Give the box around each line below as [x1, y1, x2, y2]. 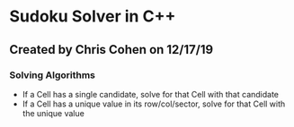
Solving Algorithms [9, 69, 96, 81]
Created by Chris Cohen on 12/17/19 [9, 42, 214, 57]
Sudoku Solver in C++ [9, 6, 176, 27]
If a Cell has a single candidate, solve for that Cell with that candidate [22, 89, 280, 99]
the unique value [22, 107, 85, 118]
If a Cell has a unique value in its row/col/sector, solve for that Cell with [22, 98, 286, 109]
